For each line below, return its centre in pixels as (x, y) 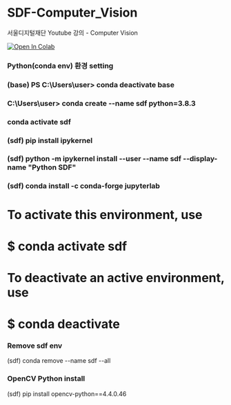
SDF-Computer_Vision (72, 13)
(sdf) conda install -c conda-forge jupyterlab (84, 186)
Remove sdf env (35, 346)
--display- (200, 159)
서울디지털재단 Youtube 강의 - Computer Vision (72, 32)
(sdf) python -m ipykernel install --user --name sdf (94, 159)
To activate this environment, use (105, 215)
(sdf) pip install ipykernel (50, 140)
